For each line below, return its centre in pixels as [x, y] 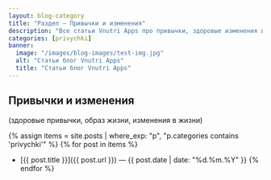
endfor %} [37, 168]
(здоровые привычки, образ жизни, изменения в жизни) [106, 120]
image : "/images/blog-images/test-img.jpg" [90, 53]
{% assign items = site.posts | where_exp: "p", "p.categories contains [124, 135]
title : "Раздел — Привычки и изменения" [77, 23]
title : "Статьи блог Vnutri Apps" [73, 68]
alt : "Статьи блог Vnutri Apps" [70, 61]
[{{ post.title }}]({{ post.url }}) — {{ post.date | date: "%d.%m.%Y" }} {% [140, 160]
